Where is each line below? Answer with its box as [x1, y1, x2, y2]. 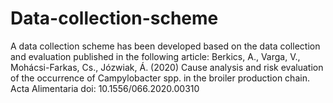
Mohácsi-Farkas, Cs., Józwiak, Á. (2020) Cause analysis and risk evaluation [10, 61, 324, 73]
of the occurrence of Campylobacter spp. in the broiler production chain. [10, 72, 310, 84]
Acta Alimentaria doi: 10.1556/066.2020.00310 [10, 82, 200, 94]
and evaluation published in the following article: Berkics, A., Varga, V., [10, 50, 301, 62]
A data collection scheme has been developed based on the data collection [10, 40, 321, 52]
